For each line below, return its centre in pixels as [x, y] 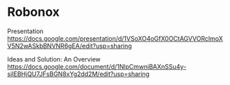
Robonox [34, 12]
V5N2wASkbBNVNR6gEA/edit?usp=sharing [69, 46]
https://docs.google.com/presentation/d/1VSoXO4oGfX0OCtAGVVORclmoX [115, 38]
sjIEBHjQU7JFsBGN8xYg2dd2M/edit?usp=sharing [79, 74]
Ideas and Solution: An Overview [54, 59]
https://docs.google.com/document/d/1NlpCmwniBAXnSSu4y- [97, 66]
